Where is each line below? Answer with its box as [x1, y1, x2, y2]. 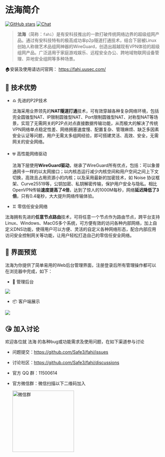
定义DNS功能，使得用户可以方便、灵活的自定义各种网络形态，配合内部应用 [5, 226, 156, 232]
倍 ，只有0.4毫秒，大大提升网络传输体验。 [12, 193, 97, 199]
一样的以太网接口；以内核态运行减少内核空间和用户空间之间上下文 [25, 168, 159, 174]
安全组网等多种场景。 [34, 56, 78, 61]
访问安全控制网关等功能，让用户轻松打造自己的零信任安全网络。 [5, 232, 134, 238]
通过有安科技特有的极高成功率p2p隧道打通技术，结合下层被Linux [26, 37, 157, 43]
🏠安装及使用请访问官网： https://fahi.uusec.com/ [5, 66, 106, 72]
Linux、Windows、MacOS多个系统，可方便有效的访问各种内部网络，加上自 [5, 220, 157, 226]
